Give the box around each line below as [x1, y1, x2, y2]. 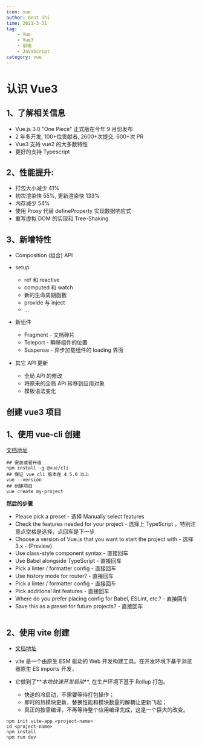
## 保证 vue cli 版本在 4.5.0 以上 [6, 471, 90, 478]
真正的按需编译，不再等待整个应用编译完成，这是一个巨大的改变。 [24, 706, 189, 713]
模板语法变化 [24, 388, 56, 395]
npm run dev [6, 734, 36, 741]
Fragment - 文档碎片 [24, 331, 75, 338]
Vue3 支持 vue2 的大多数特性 [15, 140, 88, 147]
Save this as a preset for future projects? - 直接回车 [15, 603, 143, 610]
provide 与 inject [24, 299, 65, 306]
